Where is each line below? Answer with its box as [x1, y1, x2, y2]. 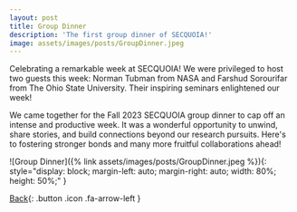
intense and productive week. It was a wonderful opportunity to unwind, [9, 120, 278, 130]
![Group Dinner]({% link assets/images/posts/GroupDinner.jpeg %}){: [9, 156, 267, 168]
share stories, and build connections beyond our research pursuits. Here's [9, 129, 287, 140]
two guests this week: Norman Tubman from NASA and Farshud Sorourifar [9, 73, 288, 84]
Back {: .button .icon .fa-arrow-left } [9, 193, 141, 204]
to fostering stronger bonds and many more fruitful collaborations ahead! [9, 139, 282, 149]
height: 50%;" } [9, 176, 67, 187]
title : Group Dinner [9, 22, 88, 31]
